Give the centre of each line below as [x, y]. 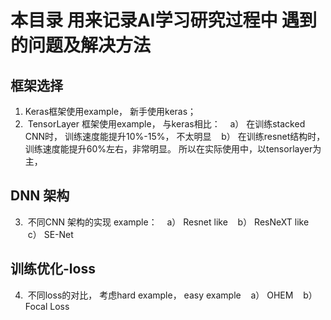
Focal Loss [47, 306]
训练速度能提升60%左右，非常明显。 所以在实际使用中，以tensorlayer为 [173, 149]
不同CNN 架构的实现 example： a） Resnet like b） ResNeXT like [168, 222]
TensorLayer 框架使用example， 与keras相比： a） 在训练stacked [166, 124]
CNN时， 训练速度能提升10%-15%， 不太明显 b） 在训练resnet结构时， [175, 136]
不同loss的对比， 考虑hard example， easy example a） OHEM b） [172, 295]
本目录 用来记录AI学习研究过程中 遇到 [164, 20]
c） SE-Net [50, 234]
